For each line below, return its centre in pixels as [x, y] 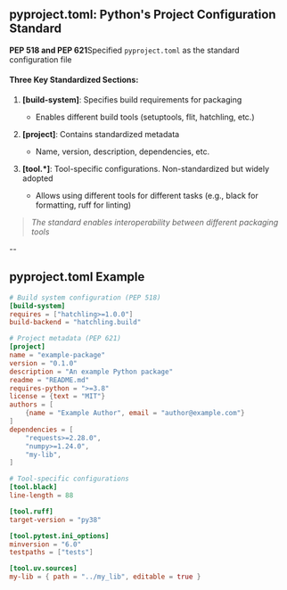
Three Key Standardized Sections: [74, 80]
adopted [37, 178]
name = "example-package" [57, 356]
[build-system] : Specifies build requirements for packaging [132, 100]
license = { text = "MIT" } [57, 397]
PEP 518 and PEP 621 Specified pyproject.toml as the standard [124, 50]
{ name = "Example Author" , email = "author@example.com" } [135, 414]
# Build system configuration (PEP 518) [86, 298]
